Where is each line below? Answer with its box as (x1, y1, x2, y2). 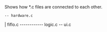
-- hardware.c (4, 13, 33, 18)
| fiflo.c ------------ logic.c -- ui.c (4, 21, 71, 27)
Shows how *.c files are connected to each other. (4, 4, 103, 10)
